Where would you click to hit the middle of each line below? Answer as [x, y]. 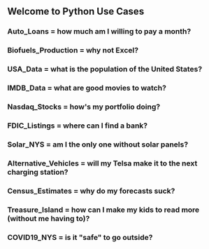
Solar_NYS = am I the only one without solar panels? [98, 144]
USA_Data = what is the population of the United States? [105, 69]
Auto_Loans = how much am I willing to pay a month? [99, 32]
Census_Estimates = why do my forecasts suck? [91, 191]
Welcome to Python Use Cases [76, 12]
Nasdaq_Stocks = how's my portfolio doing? [84, 107]
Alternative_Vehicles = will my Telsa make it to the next [102, 163]
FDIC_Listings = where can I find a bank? [78, 126]
